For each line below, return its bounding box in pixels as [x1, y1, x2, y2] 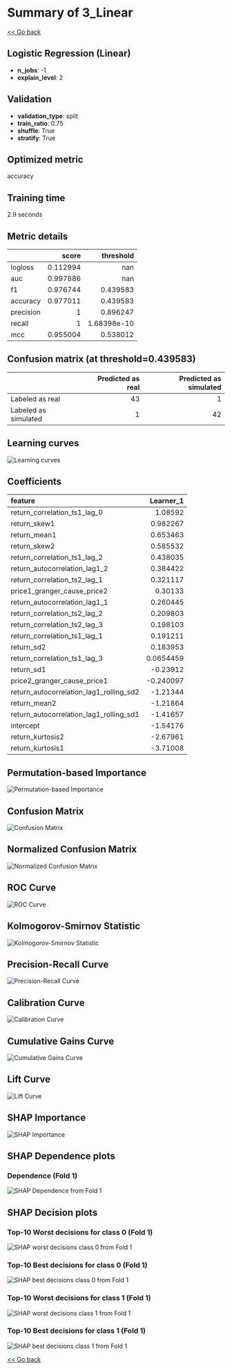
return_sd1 [10, 665, 46, 675]
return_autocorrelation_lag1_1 [10, 597, 108, 607]
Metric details [7, 230, 68, 242]
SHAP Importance [7, 1112, 86, 1123]
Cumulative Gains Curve [7, 1035, 115, 1047]
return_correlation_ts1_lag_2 [10, 552, 104, 562]
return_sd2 [10, 642, 46, 652]
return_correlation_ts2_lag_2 [10, 609, 104, 619]
